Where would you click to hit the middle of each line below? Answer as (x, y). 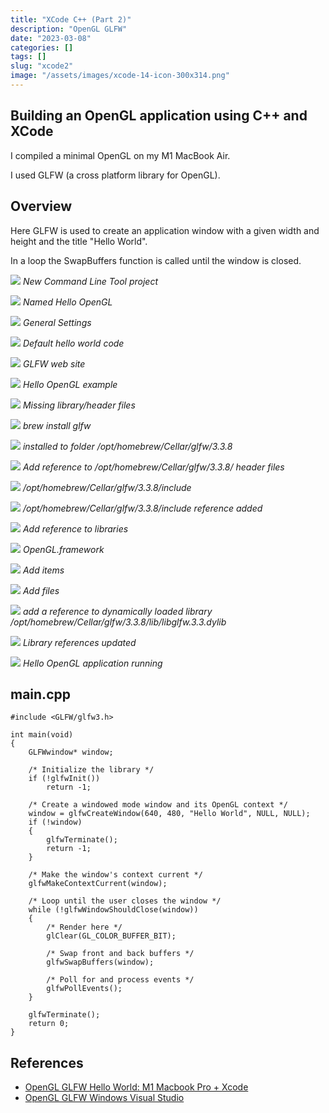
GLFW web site (54, 363)
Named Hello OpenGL (67, 302)
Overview (41, 206)
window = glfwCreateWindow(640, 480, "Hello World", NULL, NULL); (169, 814)
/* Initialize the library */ (91, 770)
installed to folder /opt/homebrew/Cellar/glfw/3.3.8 (127, 446)
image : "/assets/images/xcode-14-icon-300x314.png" (120, 76)
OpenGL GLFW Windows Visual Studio (104, 1098)
